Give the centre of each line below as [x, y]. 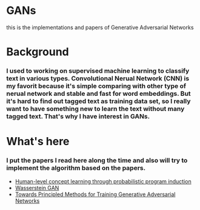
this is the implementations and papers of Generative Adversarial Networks [100, 27]
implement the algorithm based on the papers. [76, 168]
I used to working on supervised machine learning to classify [98, 71]
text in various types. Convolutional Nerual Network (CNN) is [98, 78]
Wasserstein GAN [37, 188]
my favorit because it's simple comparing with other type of [96, 86]
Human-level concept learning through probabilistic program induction [103, 181]
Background [38, 52]
